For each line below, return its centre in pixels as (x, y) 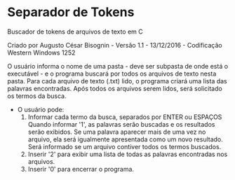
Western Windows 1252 (41, 53)
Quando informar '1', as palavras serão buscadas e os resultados (121, 124)
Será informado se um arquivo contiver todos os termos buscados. (125, 146)
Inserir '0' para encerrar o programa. (81, 169)
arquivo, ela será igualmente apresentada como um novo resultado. (125, 139)
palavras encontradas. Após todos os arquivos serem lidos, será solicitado (115, 88)
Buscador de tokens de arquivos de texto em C (75, 32)
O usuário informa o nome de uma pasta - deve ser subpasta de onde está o (118, 66)
